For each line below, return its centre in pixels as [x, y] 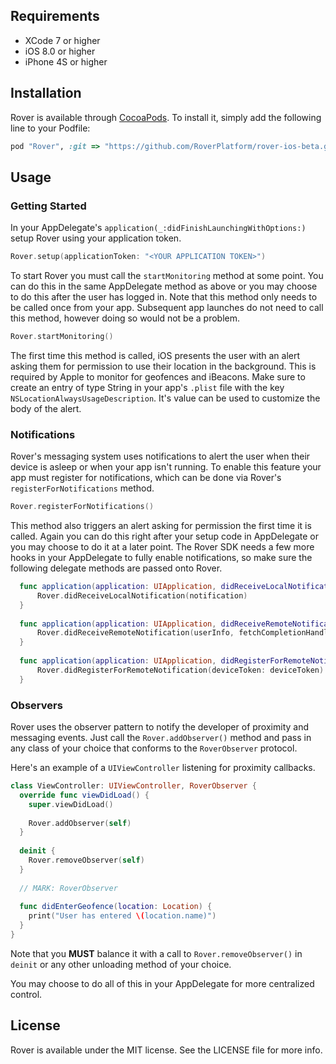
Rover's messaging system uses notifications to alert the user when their [160, 456]
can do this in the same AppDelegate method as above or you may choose [164, 286]
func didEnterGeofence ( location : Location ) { [116, 907]
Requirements [55, 16]
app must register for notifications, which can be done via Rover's [146, 478]
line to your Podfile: [50, 128]
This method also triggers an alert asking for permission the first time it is [161, 526]
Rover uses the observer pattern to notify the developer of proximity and [159, 727]
